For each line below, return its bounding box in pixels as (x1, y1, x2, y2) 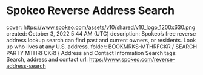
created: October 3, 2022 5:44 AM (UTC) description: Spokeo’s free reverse (6, 30, 196, 37)
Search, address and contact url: (6, 56, 88, 63)
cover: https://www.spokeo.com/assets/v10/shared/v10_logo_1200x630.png (6, 24, 196, 31)
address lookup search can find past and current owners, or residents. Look (6, 36, 196, 44)
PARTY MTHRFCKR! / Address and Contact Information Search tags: (6, 49, 177, 56)
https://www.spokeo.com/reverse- (88, 56, 176, 63)
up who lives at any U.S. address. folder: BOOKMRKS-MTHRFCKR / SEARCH (6, 43, 198, 50)
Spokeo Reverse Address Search (6, 4, 175, 18)
